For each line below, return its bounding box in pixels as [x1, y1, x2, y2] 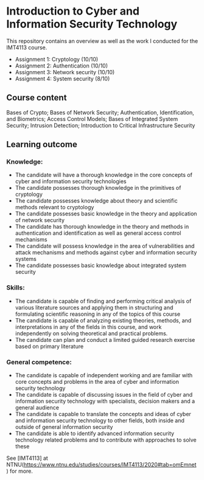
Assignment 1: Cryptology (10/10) [15, 55, 99, 63]
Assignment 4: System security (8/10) [15, 75, 110, 82]
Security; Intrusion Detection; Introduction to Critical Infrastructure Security [6, 122, 195, 129]
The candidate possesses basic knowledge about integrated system [15, 262, 187, 269]
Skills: [6, 283, 26, 292]
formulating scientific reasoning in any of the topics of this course [15, 310, 181, 318]
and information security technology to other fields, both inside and [15, 417, 185, 424]
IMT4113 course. [6, 44, 47, 51]
